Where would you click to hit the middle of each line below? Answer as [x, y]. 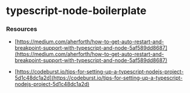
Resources [22, 29]
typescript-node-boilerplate [76, 11]
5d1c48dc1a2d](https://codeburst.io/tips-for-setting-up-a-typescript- [99, 78]
